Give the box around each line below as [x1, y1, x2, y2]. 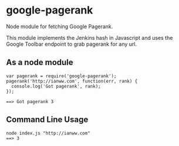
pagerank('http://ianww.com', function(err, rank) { [6, 78, 138, 84]
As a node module [6, 57, 73, 67]
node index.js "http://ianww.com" [6, 130, 91, 136]
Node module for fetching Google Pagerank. [6, 23, 113, 30]
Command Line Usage [6, 115, 89, 125]
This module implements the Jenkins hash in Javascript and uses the [6, 34, 173, 41]
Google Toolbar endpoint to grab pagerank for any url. [6, 40, 137, 47]
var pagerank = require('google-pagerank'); [6, 73, 117, 79]
